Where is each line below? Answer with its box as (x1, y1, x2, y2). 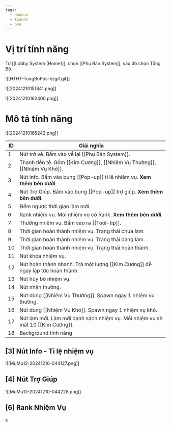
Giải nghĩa (78, 142, 104, 149)
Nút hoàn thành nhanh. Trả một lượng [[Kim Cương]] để (19, 261, 152, 268)
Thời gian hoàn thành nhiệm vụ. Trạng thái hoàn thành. (19, 244, 150, 251)
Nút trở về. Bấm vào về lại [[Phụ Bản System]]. (19, 151, 131, 158)
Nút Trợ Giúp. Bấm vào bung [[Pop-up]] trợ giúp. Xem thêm (19, 188, 163, 195)
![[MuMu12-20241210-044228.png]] (5, 388, 81, 394)
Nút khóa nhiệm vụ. (19, 252, 66, 260)
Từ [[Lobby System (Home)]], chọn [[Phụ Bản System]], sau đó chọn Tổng (5, 61, 161, 67)
